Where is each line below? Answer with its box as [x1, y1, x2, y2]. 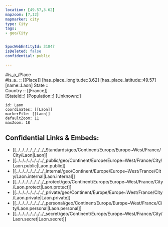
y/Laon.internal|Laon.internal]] [12, 173, 75, 179]
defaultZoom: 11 [5, 116, 39, 121]
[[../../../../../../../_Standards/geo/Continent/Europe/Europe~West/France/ [12, 147, 161, 153]
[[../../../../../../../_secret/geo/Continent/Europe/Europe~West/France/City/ [12, 211, 163, 217]
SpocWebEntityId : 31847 [5, 44, 55, 49]
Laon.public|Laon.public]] [12, 163, 66, 169]
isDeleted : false [5, 49, 42, 54]
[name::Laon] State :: [5, 82, 49, 88]
